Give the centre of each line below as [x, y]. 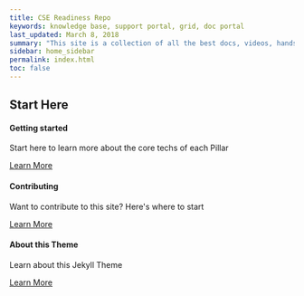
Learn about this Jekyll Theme [66, 264]
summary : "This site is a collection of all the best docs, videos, [141, 43]
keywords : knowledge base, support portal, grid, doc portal [127, 26]
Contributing [34, 186]
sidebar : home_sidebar [52, 52]
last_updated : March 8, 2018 [64, 34]
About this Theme [44, 244]
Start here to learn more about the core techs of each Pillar [119, 148]
